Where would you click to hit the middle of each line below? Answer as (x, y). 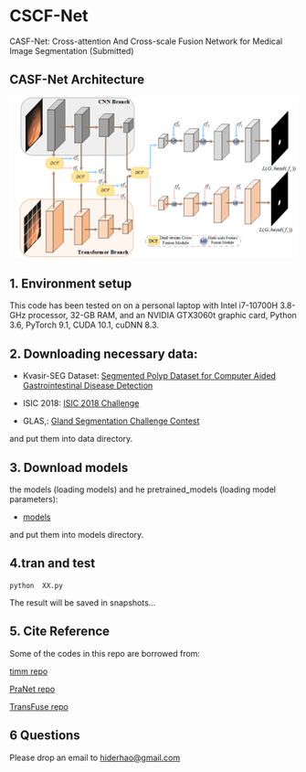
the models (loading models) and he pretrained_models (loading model (143, 489)
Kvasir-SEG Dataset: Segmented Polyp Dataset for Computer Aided (149, 376)
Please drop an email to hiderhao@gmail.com (95, 757)
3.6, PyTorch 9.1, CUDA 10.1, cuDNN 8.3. (84, 325)
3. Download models (69, 467)
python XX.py (37, 585)
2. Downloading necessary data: (104, 354)
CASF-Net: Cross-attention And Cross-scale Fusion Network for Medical (146, 41)
